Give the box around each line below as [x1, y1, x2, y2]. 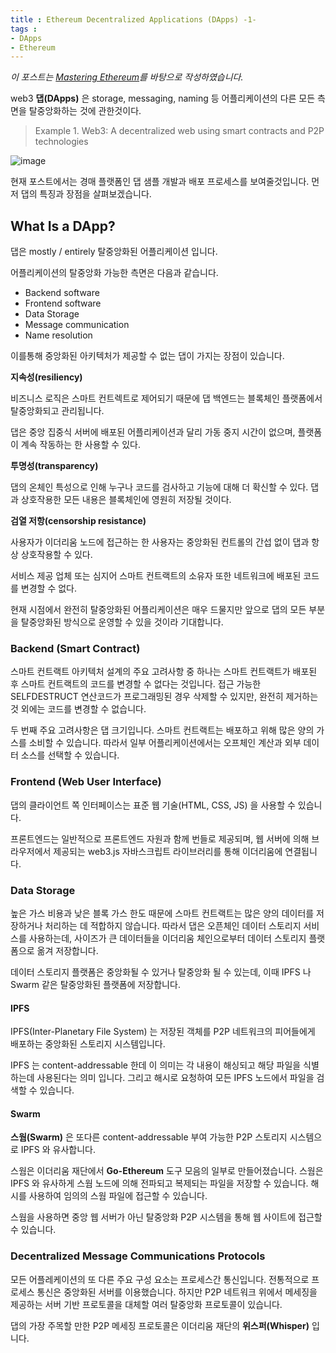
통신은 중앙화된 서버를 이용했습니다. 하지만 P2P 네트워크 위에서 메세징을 [36, 1286, 318, 1298]
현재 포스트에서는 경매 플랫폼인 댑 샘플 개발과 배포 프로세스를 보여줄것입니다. [10, 176, 310, 188]
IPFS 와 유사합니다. [20, 1144, 96, 1156]
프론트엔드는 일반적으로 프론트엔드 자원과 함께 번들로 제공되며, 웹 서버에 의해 [10, 832, 310, 845]
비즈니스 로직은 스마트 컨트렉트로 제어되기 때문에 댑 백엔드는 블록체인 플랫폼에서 [10, 392, 323, 405]
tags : [10, 24, 38, 34]
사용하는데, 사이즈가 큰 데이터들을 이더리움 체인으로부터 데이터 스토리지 [28, 932, 307, 944]
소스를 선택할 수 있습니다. [20, 749, 120, 761]
